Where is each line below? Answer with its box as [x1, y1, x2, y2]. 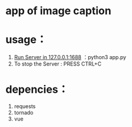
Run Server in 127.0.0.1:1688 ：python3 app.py [14, 54, 127, 61]
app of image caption [5, 4, 111, 18]
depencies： [5, 83, 69, 96]
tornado [14, 109, 34, 116]
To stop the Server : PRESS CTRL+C [14, 60, 102, 67]
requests [14, 103, 36, 110]
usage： [5, 33, 47, 47]
